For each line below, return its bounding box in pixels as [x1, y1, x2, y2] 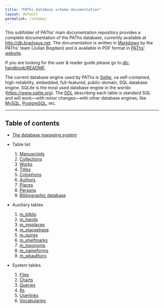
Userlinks [19, 292, 39, 298]
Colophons [19, 172, 41, 178]
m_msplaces [19, 222, 45, 227]
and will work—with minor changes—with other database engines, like [5, 95, 146, 101]
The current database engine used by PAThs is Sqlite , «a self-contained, [5, 74, 150, 81]
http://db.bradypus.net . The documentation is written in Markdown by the [5, 40, 153, 46]
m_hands [19, 217, 38, 223]
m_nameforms [19, 247, 49, 254]
